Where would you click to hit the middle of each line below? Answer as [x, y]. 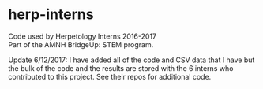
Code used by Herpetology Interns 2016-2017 [82, 36]
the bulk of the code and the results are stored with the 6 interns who [121, 68]
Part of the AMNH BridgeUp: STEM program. [81, 44]
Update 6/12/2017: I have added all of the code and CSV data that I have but [131, 60]
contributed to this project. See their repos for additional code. [110, 76]
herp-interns [51, 15]
